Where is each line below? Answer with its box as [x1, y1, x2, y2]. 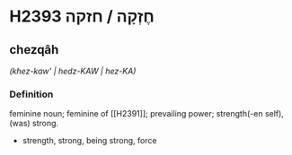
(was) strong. [9, 118, 59, 129]
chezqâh [9, 42, 59, 57]
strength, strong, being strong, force [22, 135, 157, 146]
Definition [9, 88, 54, 100]
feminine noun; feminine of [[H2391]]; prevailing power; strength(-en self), [9, 108, 285, 119]
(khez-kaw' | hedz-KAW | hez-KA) [9, 65, 137, 76]
